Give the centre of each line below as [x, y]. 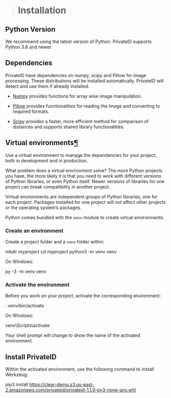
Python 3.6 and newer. [29, 47]
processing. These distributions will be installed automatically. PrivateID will [84, 81]
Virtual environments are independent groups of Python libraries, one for [81, 197]
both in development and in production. [47, 160]
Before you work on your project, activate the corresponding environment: [83, 296]
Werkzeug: [17, 374]
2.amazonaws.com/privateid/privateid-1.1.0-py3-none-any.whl [71, 390]
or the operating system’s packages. [44, 207]
